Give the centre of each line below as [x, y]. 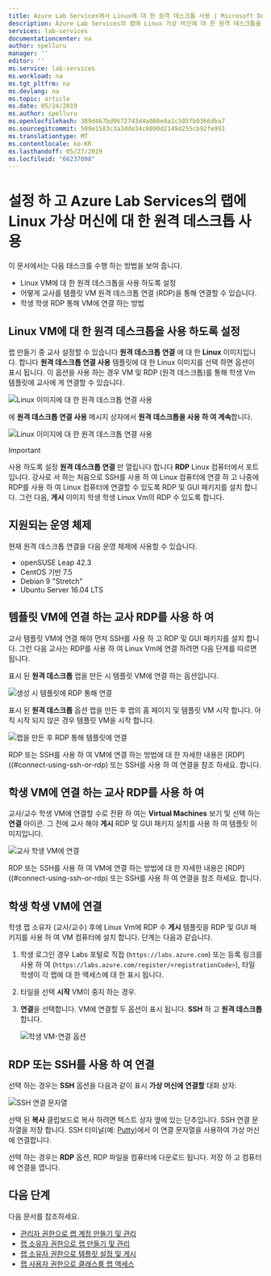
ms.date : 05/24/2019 [43, 106]
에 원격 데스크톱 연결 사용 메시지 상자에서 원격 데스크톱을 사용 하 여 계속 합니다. [131, 417]
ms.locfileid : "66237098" [52, 159]
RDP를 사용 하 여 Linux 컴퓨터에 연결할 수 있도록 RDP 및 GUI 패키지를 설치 [125, 487]
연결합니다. [34, 1140]
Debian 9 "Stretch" [51, 581]
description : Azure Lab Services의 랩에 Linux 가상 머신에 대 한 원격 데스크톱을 [135, 23]
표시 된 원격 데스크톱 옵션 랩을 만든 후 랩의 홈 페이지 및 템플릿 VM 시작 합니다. [131, 710]
